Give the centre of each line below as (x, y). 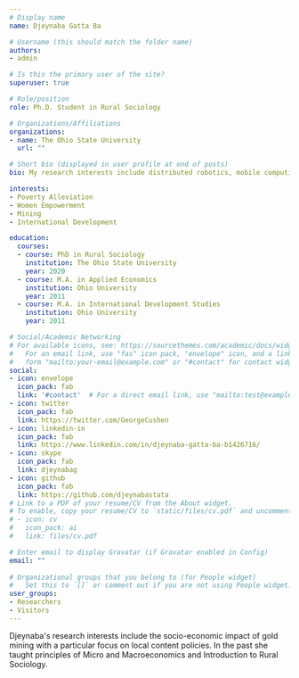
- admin (24, 59)
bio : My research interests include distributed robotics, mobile (135, 173)
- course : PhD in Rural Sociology (81, 255)
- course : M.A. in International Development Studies (119, 304)
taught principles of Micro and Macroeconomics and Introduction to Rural (144, 654)
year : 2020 (45, 271)
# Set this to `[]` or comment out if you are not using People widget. (151, 585)
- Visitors (29, 610)
